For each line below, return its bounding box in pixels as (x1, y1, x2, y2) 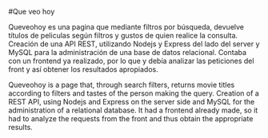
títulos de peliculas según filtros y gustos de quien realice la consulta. (8, 31, 238, 40)
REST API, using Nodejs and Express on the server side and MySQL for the (8, 97, 255, 106)
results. (8, 123, 34, 132)
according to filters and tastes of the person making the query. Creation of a (8, 89, 260, 98)
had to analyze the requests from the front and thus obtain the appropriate (8, 114, 254, 123)
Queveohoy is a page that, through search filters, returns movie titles (8, 80, 235, 89)
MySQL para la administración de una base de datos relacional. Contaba (8, 48, 246, 57)
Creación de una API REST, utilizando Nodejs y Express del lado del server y (8, 39, 260, 49)
